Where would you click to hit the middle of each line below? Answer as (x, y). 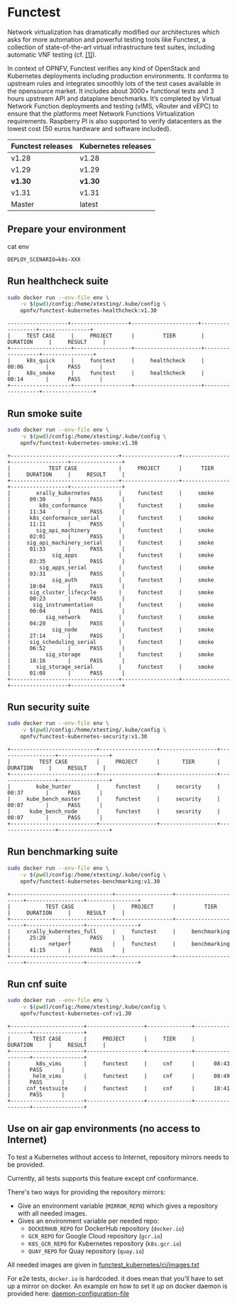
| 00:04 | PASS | (66, 611)
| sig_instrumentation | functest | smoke (111, 605)
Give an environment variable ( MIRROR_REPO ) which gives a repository (118, 1206)
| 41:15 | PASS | (66, 950)
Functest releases (42, 146)
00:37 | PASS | (55, 793)
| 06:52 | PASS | (66, 648)
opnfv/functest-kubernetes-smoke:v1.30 (79, 443)
